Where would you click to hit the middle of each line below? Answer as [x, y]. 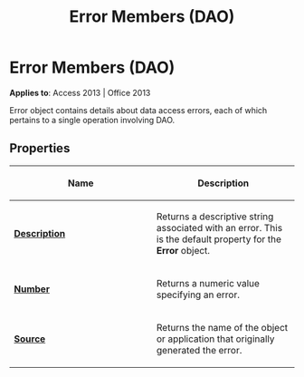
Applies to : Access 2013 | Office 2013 [80, 92]
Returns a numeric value [209, 283]
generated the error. [199, 350]
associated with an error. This [220, 227]
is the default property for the [219, 239]
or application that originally [216, 339]
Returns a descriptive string [215, 217]
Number [32, 289]
